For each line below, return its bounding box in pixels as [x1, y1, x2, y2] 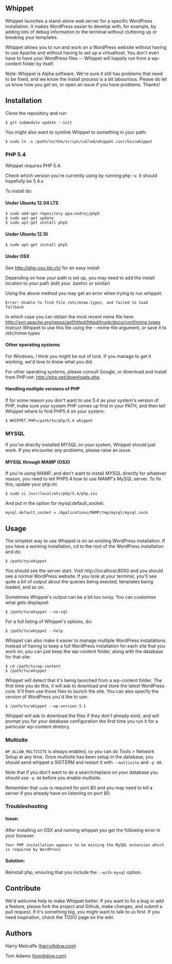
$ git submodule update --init [5, 120, 72, 125]
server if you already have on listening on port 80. [5, 790, 111, 796]
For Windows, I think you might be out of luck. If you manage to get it [5, 353, 151, 359]
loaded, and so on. [5, 584, 45, 591]
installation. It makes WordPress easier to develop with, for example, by [5, 23, 157, 29]
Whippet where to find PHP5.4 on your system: [5, 408, 105, 414]
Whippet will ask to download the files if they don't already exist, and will [5, 712, 159, 719]
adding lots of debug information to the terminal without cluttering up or [5, 28, 158, 35]
